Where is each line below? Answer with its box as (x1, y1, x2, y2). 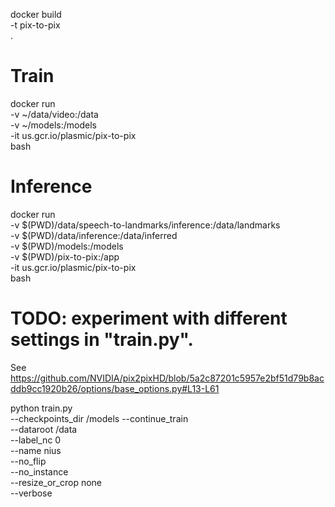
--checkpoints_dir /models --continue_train (10, 412, 189, 424)
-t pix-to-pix (10, 19, 61, 31)
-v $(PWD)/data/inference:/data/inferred (10, 229, 178, 241)
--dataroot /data (10, 423, 78, 435)
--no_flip (10, 455, 47, 467)
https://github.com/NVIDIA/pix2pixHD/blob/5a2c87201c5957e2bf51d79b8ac (10, 372, 325, 384)
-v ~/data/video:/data (10, 108, 99, 120)
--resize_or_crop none (10, 476, 103, 488)
